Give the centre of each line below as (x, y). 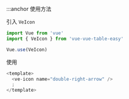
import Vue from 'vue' (35, 33)
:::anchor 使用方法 (29, 9)
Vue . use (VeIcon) (27, 49)
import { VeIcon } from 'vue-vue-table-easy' (65, 39)
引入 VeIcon (21, 22)
